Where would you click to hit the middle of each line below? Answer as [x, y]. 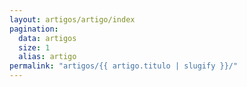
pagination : [34, 29]
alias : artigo [47, 57]
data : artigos [47, 38]
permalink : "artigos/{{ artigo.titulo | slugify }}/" [124, 66]
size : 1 [34, 47]
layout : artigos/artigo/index [72, 19]
